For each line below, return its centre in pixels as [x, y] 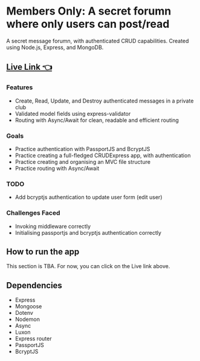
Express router [33, 339]
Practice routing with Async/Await [57, 168]
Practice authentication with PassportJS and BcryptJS [82, 149]
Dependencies [34, 285]
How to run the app [43, 251]
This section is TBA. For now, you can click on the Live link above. [88, 266]
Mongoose [28, 306]
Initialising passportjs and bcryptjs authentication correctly [88, 232]
